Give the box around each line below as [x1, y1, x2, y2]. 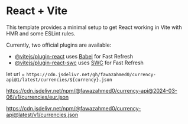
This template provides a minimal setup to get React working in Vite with [6, 24, 182, 31]
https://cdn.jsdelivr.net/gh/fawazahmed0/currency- [26, 71, 157, 77]
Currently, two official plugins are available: [6, 41, 112, 48]
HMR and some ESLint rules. [6, 30, 76, 37]
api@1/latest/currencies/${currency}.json [6, 77, 112, 83]
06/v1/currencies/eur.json [6, 93, 69, 100]
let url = [6, 70, 25, 77]
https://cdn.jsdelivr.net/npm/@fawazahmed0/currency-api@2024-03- [6, 87, 177, 94]
